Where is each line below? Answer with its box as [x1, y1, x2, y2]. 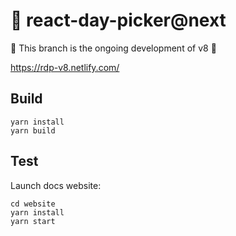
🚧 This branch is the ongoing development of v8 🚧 [10, 42, 217, 54]
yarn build [10, 125, 56, 136]
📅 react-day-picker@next [10, 9, 227, 32]
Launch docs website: [10, 179, 102, 191]
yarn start [10, 216, 56, 226]
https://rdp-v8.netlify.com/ [10, 61, 120, 73]
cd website [10, 199, 56, 209]
